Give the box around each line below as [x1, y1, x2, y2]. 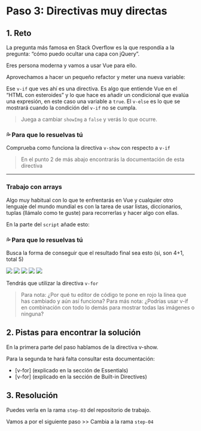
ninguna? [20, 310, 44, 317]
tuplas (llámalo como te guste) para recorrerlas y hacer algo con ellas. [6, 209, 179, 216]
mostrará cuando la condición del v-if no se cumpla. [6, 104, 138, 111]
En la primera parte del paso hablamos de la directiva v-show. [6, 343, 159, 351]
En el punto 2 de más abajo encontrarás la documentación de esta [20, 156, 185, 163]
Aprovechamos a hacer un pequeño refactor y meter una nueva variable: [6, 74, 185, 80]
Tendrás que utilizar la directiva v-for [6, 280, 99, 287]
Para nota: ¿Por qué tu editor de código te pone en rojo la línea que [20, 291, 187, 298]
